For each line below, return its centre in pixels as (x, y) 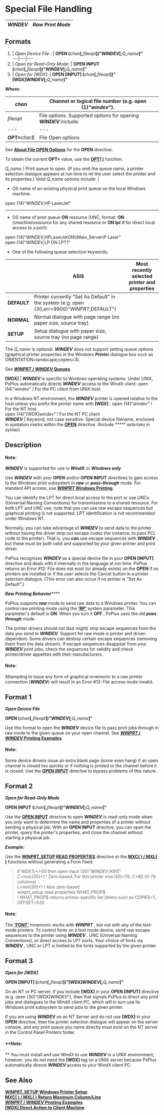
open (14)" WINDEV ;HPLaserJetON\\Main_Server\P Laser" (63, 237)
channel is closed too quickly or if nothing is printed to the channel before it (81, 765)
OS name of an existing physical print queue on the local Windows (79, 188)
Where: (13, 89)
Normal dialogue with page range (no (77, 317)
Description (23, 445)
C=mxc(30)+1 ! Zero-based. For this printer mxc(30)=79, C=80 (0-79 (86, 877)
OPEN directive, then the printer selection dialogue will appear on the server (82, 1022)
